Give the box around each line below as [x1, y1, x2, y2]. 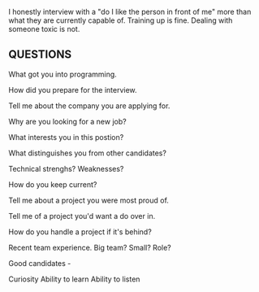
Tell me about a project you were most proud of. [8, 195, 169, 205]
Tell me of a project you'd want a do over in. [8, 211, 156, 220]
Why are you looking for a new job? [8, 116, 127, 126]
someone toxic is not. [8, 24, 80, 33]
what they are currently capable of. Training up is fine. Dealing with [8, 15, 233, 25]
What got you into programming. [8, 69, 118, 79]
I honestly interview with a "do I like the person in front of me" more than [8, 7, 252, 16]
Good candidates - [8, 258, 71, 268]
